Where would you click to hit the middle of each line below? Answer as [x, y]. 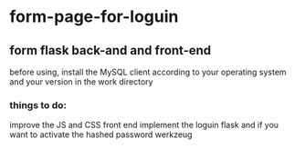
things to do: [38, 104]
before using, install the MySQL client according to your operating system [148, 72]
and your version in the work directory [81, 82]
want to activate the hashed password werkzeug [101, 134]
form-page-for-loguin [94, 17]
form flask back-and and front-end [111, 50]
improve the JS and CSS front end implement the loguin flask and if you [144, 125]
